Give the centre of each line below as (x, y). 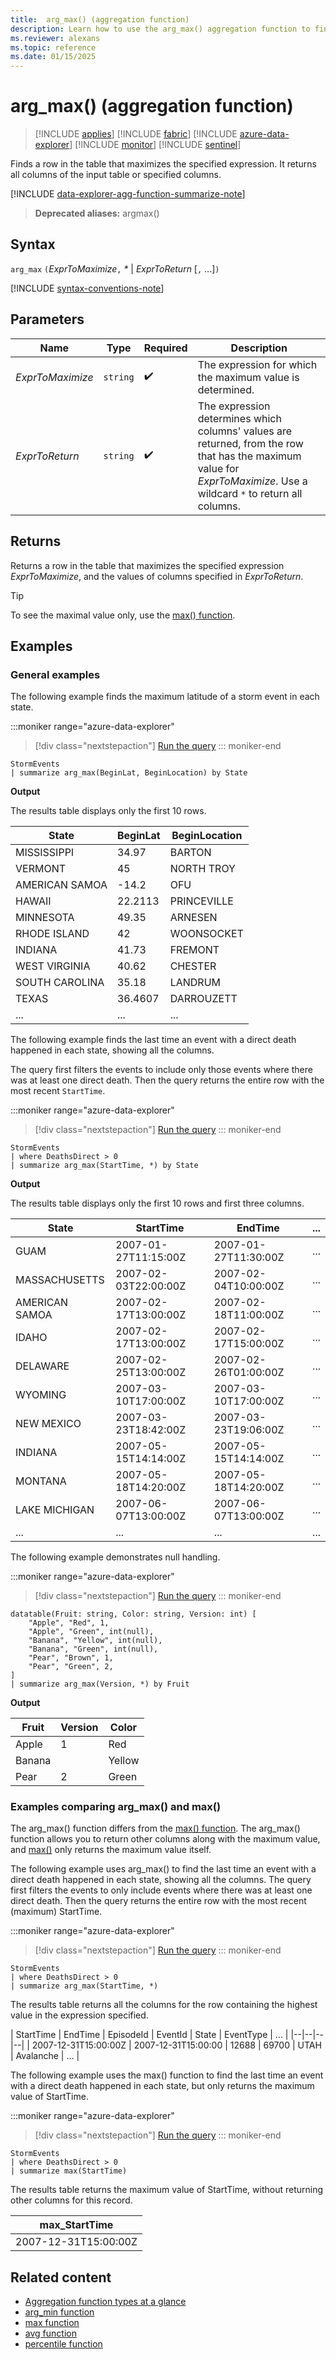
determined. (226, 389)
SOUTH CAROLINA (60, 983)
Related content (61, 2277)
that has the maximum (249, 456)
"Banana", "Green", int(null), (93, 1649)
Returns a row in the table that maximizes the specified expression (147, 565)
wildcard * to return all (250, 493)
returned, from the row (250, 443)
